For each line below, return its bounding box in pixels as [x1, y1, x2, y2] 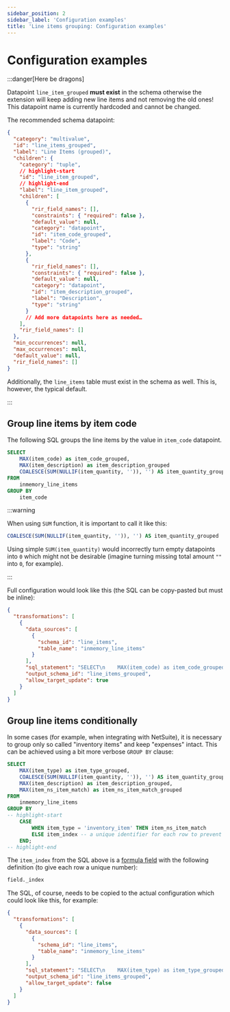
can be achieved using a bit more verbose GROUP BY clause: [7, 748, 174, 756]
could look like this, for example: [7, 896, 99, 904]
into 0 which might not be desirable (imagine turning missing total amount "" [7, 552, 222, 560]
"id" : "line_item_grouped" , [19, 174, 99, 181]
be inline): [7, 593, 36, 602]
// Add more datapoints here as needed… [25, 314, 142, 321]
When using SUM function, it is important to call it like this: [7, 519, 168, 528]
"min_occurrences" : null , [13, 340, 88, 347]
